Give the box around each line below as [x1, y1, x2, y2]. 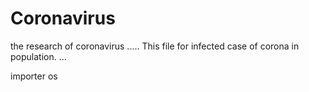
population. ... [10, 50, 67, 62]
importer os [10, 70, 58, 82]
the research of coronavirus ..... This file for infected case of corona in [10, 40, 300, 52]
